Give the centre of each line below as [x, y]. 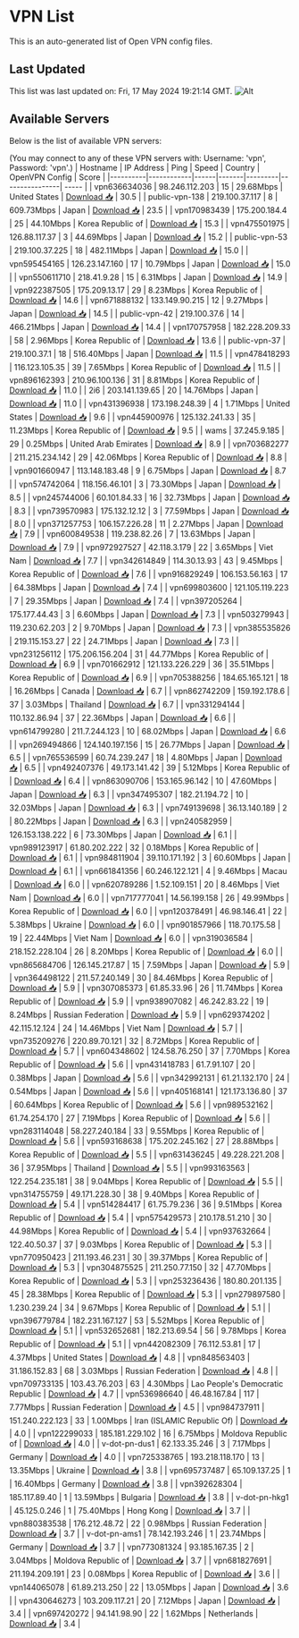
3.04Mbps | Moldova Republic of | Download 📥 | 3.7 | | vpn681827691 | [141, 1560]
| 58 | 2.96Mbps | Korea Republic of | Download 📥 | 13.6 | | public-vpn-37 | [147, 340]
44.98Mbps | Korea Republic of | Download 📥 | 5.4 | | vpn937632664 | [140, 1231]
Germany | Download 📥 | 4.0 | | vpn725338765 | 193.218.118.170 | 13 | [137, 1456]
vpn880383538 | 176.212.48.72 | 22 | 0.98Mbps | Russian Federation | [138, 1523]
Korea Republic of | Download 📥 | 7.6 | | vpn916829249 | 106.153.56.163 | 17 [149, 573]
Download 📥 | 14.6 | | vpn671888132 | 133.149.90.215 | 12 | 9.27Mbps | [139, 300]
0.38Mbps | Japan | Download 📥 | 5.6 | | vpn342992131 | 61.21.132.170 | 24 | [149, 1078]
